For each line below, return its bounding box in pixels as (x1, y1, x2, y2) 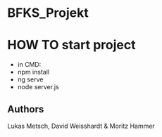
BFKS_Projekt (7, 5, 89, 21)
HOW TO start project (7, 37, 136, 53)
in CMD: (17, 60, 42, 69)
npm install (17, 68, 50, 77)
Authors (7, 103, 44, 115)
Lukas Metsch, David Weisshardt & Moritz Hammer (7, 122, 155, 130)
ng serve (17, 75, 44, 84)
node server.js (17, 83, 60, 91)
